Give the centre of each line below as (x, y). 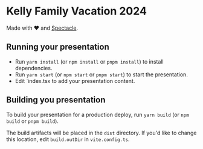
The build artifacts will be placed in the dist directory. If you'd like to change (101, 133)
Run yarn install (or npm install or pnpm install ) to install (89, 61)
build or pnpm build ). (33, 121)
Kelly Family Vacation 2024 (76, 11)
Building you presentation (56, 100)
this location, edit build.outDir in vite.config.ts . (68, 139)
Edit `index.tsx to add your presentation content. (75, 81)
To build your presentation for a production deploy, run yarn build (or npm (98, 114)
